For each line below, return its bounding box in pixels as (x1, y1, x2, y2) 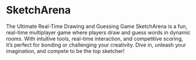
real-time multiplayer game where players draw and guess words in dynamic (6, 29, 191, 36)
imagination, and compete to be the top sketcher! (6, 47, 125, 54)
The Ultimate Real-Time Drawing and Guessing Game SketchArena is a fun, (6, 23, 188, 30)
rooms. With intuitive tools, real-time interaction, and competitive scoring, (6, 35, 183, 42)
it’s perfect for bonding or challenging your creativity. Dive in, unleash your (6, 41, 186, 48)
